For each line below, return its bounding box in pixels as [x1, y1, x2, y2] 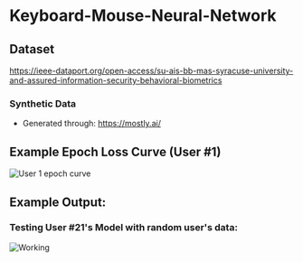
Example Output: [9, 194, 107, 210]
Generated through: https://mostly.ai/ [22, 118, 161, 129]
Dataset [9, 42, 55, 57]
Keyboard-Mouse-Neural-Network [9, 5, 278, 26]
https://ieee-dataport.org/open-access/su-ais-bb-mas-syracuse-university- [9, 65, 294, 76]
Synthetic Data [9, 97, 77, 109]
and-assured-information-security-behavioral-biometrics [9, 75, 223, 86]
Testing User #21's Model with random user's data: [9, 221, 238, 234]
